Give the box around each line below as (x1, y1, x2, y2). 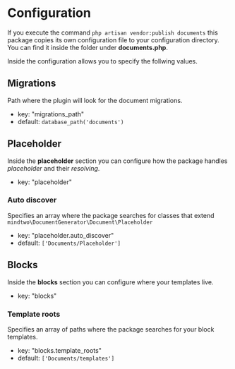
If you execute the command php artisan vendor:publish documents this (7, 28, 219, 37)
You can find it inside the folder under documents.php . (7, 43, 168, 52)
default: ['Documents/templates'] (17, 353, 115, 362)
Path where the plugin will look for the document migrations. (7, 96, 183, 104)
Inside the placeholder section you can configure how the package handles (7, 157, 228, 165)
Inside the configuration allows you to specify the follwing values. (7, 56, 198, 65)
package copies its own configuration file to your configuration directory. (7, 35, 220, 44)
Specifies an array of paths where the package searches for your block (7, 325, 215, 333)
